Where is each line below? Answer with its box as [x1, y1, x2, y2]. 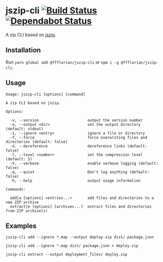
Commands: [5, 187, 26, 192]
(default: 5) [5, 156, 33, 161]
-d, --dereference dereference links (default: [10, 144, 148, 149]
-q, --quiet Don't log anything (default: [10, 169, 150, 175]
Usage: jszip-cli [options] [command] [5, 92, 85, 97]
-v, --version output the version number [10, 117, 143, 123]
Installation [5, 46, 41, 54]
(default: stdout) [5, 126, 43, 131]
